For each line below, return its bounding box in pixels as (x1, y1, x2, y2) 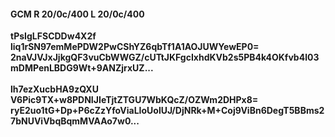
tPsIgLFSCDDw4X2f (10, 30, 97, 42)
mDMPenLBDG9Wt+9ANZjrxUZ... (10, 62, 154, 74)
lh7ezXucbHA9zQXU (10, 83, 99, 95)
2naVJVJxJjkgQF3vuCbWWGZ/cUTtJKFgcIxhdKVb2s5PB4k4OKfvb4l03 (10, 51, 320, 64)
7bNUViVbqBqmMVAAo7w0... (10, 115, 140, 127)
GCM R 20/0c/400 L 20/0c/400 (10, 8, 145, 20)
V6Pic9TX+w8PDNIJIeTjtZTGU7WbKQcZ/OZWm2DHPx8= (10, 94, 259, 106)
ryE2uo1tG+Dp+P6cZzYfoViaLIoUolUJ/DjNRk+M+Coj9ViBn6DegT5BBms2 (10, 105, 325, 117)
